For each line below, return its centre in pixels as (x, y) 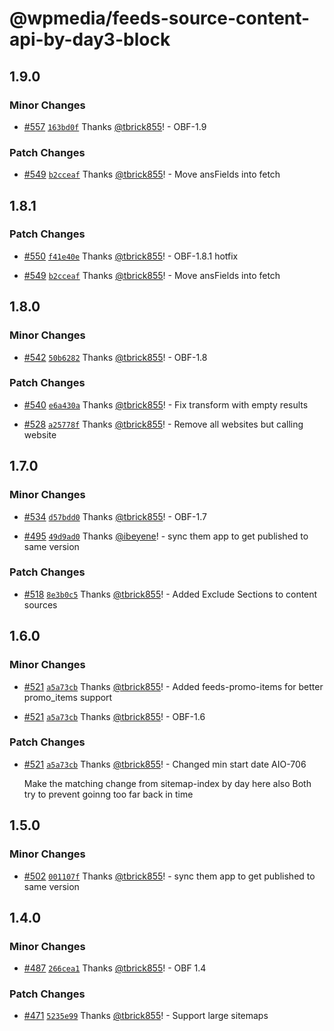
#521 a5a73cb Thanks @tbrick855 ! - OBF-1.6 (114, 716)
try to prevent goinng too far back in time (108, 794)
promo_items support (68, 697)
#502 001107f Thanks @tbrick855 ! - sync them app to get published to (169, 876)
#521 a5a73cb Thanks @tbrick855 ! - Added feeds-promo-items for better (173, 686)
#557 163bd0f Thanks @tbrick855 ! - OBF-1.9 (115, 126)
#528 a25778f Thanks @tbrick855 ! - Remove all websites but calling (163, 424)
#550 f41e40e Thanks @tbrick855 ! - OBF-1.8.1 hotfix (131, 256)
